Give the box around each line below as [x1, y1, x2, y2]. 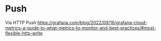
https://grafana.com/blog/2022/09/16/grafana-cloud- [37, 19, 147, 25]
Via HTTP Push [5, 19, 36, 25]
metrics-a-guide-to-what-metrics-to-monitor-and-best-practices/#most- [5, 24, 156, 30]
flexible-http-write [5, 30, 43, 36]
